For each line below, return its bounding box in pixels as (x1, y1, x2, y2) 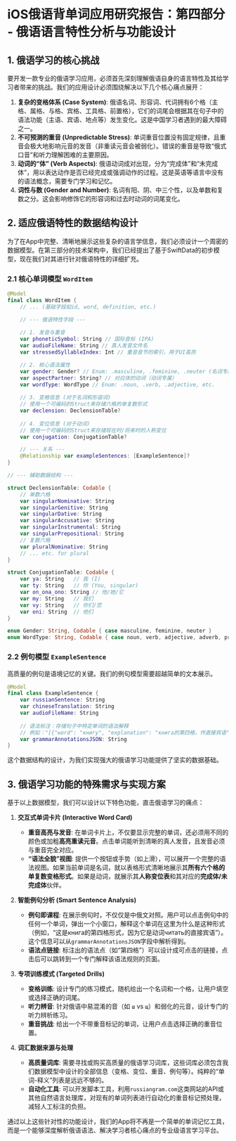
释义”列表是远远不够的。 (37, 1076, 108, 1085)
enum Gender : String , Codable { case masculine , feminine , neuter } (7, 627, 212, 635)
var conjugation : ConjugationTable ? (20, 433, 128, 440)
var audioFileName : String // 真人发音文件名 (20, 342, 148, 349)
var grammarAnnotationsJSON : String (20, 735, 128, 742)
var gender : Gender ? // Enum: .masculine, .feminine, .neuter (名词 (20, 368, 223, 375)
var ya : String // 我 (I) (20, 576, 101, 583)
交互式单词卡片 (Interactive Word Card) (17, 813, 133, 822)
